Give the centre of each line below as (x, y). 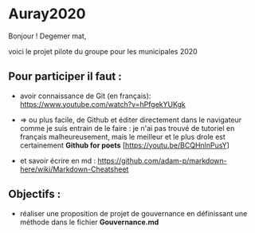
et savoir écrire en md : (58, 160)
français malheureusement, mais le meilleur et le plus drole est (122, 136)
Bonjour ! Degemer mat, (47, 36)
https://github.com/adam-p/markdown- (162, 160)
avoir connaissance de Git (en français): (85, 96)
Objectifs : (35, 194)
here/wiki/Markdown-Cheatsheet (74, 169)
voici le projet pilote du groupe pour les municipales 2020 (103, 51)
